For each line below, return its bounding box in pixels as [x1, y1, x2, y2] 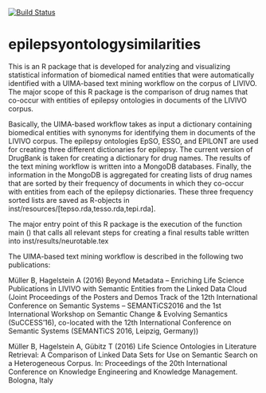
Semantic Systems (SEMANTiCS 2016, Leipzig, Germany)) [8, 326, 199, 336]
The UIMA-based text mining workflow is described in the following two [8, 251, 244, 261]
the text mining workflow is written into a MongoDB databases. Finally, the [8, 161, 252, 171]
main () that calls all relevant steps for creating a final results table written [8, 228, 249, 237]
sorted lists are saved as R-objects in [8, 195, 130, 204]
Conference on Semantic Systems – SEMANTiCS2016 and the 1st [8, 301, 221, 310]
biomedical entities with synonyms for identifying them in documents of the [8, 127, 256, 137]
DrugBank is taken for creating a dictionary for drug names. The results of [8, 153, 251, 162]
